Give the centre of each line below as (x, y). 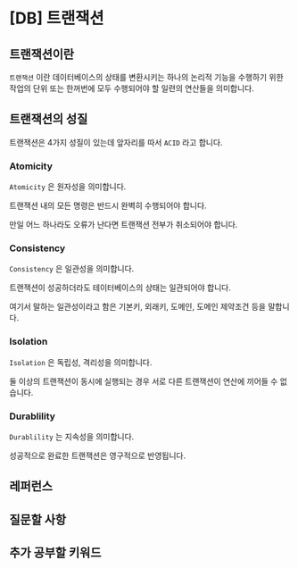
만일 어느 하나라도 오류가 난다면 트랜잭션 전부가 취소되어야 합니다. (124, 225)
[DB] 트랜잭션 (57, 18)
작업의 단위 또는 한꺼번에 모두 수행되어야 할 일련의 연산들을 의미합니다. (132, 88)
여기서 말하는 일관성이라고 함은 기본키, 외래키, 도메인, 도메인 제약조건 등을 (137, 307)
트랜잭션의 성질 (49, 119)
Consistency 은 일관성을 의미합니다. (72, 269)
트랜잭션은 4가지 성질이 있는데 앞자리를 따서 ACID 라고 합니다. (116, 142)
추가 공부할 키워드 (55, 553)
